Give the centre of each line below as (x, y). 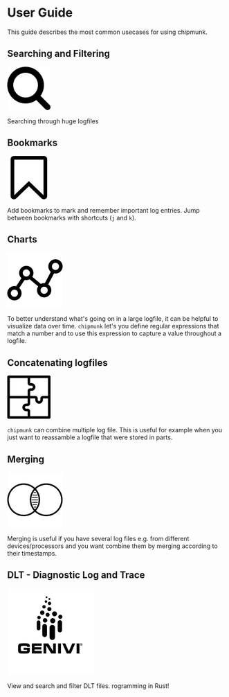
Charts (22, 239)
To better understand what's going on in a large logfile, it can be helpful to (113, 319)
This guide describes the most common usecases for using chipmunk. (107, 32)
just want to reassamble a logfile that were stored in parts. (90, 437)
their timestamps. (32, 553)
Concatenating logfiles (58, 363)
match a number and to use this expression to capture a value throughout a (114, 333)
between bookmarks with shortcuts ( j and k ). (72, 218)
